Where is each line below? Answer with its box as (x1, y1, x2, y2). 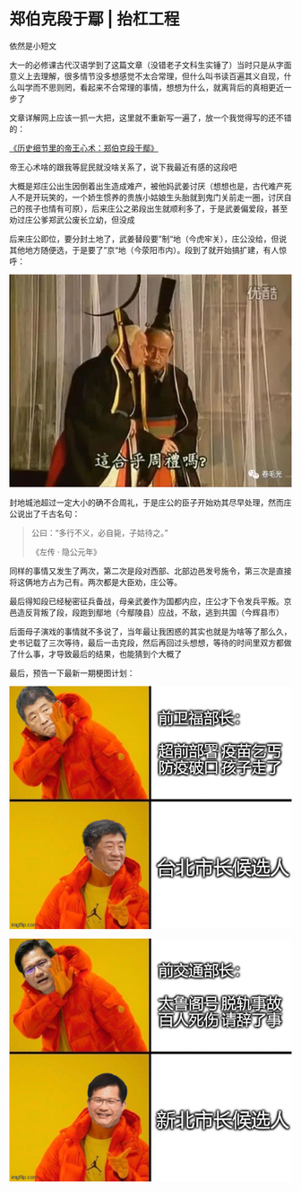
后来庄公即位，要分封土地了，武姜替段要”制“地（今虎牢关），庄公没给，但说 (9, 233, 288, 244)
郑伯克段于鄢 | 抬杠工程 (9, 9, 180, 30)
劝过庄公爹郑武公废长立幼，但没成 (9, 214, 135, 225)
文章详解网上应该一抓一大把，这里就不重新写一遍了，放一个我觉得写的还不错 (9, 112, 292, 123)
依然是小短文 (9, 40, 56, 51)
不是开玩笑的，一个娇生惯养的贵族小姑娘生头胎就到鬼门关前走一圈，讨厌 (16, 191, 284, 203)
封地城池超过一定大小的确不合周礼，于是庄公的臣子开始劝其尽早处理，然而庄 (9, 496, 292, 508)
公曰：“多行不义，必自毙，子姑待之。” (30, 527, 168, 538)
